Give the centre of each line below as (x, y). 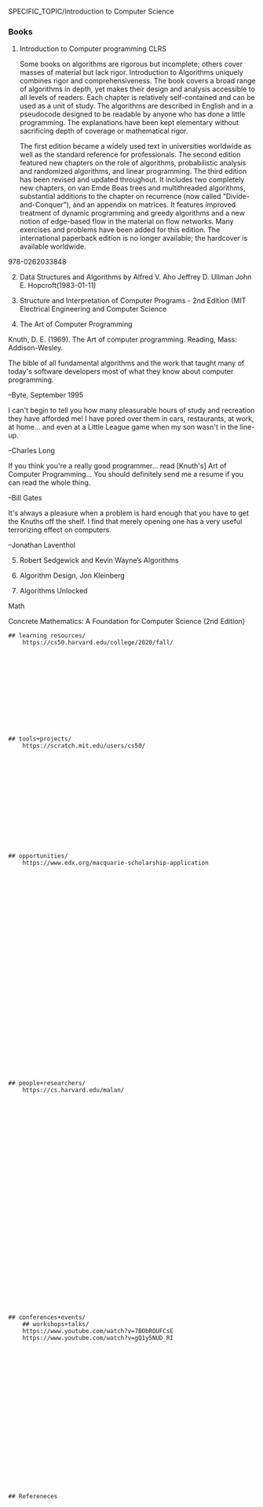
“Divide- (236, 197)
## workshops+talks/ (56, 1324)
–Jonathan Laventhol (42, 545)
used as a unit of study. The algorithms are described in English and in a (136, 106)
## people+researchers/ (47, 1084)
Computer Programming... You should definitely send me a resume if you (126, 475)
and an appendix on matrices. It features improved (154, 205)
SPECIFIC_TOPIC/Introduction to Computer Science (91, 11)
